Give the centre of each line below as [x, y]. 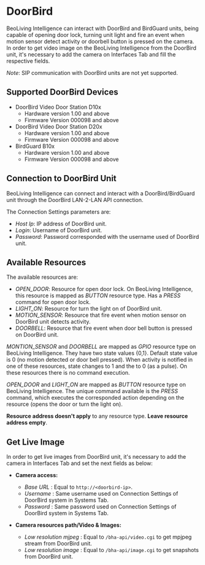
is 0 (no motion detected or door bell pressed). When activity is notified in [100, 360]
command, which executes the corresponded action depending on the [95, 398]
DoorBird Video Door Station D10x [58, 107]
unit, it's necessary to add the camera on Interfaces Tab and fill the [91, 54]
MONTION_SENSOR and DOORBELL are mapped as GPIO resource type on [101, 347]
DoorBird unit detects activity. [53, 322]
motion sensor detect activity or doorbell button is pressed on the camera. [100, 41]
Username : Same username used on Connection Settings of [101, 494]
